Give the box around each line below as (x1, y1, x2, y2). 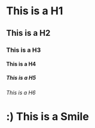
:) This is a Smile (6, 110, 90, 123)
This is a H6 (6, 89, 36, 96)
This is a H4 (6, 61, 36, 68)
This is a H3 (6, 46, 41, 54)
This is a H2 (6, 28, 51, 38)
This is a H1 (6, 4, 63, 18)
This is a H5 (6, 74, 36, 81)
